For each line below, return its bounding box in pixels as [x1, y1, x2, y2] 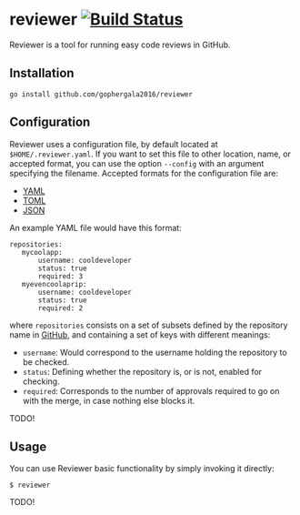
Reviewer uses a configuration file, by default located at [9, 138, 218, 149]
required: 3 [37, 271, 84, 281]
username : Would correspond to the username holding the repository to [22, 347, 288, 358]
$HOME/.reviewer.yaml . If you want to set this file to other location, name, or [9, 148, 291, 159]
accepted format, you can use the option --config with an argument [9, 157, 265, 168]
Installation [9, 66, 75, 81]
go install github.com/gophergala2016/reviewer [9, 89, 194, 99]
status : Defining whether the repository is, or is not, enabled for [22, 366, 262, 377]
